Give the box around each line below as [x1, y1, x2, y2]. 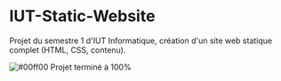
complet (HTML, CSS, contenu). [9, 44, 126, 55]
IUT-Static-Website [9, 6, 156, 26]
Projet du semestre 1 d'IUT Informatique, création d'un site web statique [9, 35, 273, 46]
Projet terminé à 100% [50, 62, 132, 72]
